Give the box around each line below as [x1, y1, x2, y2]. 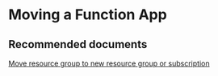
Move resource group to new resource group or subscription [8, 58, 210, 68]
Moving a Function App [8, 6, 167, 24]
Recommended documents [8, 38, 148, 51]
